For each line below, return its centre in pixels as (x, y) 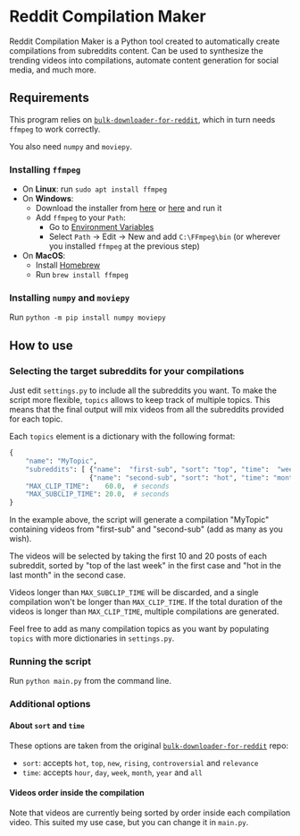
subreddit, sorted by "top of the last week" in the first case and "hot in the (145, 566)
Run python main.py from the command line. (91, 681)
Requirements (49, 98)
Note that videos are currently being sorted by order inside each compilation (150, 813)
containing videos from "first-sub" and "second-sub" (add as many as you (146, 529)
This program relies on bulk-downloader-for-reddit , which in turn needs (142, 119)
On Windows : (48, 199)
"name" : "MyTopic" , (62, 461)
